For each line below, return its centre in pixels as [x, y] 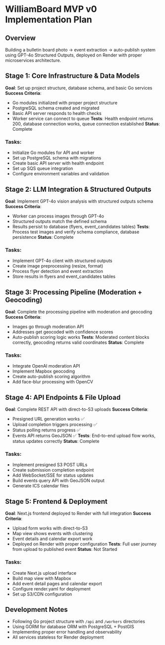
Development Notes [36, 610]
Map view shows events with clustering [53, 534]
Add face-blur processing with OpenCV [53, 382]
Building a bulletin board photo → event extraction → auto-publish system [81, 50]
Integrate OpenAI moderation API [46, 366]
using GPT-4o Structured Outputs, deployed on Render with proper [74, 55]
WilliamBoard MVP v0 [51, 9]
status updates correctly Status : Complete [56, 441]
